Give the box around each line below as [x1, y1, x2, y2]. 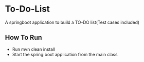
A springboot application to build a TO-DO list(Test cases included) [5, 19, 140, 25]
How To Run [5, 33, 42, 42]
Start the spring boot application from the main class [12, 51, 118, 57]
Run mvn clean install [12, 46, 55, 52]
